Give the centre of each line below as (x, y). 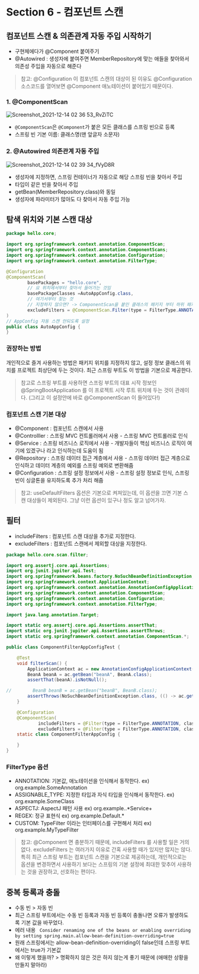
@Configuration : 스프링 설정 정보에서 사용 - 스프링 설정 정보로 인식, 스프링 (102, 473)
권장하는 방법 (24, 349)
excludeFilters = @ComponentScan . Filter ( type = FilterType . (103, 310)
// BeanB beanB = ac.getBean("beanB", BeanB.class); (82, 691)
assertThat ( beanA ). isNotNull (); (68, 680)
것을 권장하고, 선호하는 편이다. (62, 872)
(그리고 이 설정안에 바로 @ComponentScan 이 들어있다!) (94, 397)
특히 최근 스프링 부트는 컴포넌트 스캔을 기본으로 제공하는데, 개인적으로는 (104, 857)
